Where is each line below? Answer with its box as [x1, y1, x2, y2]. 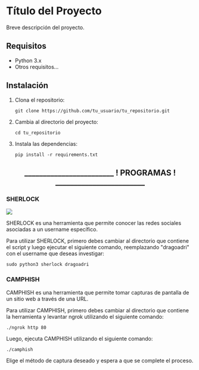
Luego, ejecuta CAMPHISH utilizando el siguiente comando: [6, 335, 153, 342]
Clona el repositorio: [14, 96, 65, 104]
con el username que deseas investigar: [6, 250, 104, 257]
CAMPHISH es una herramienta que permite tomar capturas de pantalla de [6, 289, 189, 296]
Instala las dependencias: [14, 140, 77, 147]
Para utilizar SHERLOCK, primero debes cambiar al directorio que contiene [6, 237, 189, 244]
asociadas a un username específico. [6, 226, 98, 233]
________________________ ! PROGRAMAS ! [24, 168, 176, 178]
